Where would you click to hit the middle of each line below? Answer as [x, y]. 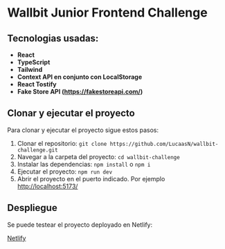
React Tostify [37, 84]
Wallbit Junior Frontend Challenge [107, 13]
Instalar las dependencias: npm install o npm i [84, 164]
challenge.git [37, 150]
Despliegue [32, 208]
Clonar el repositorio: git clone [62, 143]
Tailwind [30, 70]
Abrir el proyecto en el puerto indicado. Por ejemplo [91, 178]
